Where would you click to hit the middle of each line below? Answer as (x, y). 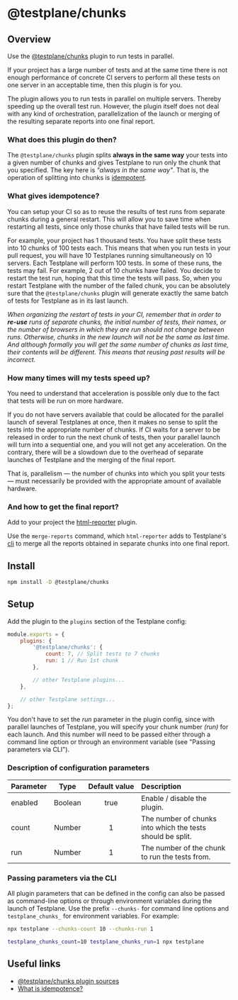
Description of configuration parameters (79, 768)
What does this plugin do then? (62, 140)
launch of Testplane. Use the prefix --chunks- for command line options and (118, 909)
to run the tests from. (176, 857)
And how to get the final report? (63, 507)
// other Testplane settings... (68, 700)
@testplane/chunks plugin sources (68, 981)
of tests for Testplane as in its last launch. (68, 300)
